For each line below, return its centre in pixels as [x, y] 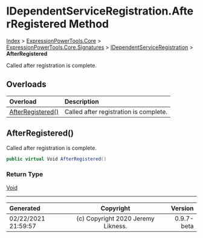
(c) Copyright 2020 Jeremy [116, 218]
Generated [25, 208]
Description [82, 101]
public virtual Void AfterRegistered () [56, 159]
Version [182, 208]
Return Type [25, 174]
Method [89, 24]
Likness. [115, 226]
